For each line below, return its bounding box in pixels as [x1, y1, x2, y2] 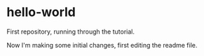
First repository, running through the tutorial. [6, 27, 135, 36]
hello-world [6, 4, 76, 20]
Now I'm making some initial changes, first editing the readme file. [6, 41, 198, 49]
